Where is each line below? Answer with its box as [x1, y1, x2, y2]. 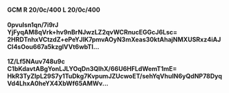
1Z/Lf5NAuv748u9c [7, 57, 66, 65]
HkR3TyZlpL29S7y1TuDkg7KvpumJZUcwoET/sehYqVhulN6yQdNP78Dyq [7, 72, 223, 81]
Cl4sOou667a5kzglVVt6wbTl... [7, 43, 100, 51]
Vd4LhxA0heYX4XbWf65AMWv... [7, 79, 109, 87]
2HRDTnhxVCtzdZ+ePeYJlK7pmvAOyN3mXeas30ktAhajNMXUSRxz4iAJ [7, 35, 221, 44]
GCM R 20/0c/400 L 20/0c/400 [7, 6, 100, 14]
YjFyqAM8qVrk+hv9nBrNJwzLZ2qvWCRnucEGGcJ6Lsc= [7, 28, 178, 37]
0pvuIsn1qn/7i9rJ [7, 21, 59, 29]
